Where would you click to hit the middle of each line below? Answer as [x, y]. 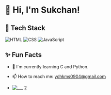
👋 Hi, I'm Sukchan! [42, 10]
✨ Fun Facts [24, 55]
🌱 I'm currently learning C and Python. [50, 66]
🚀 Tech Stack [25, 28]
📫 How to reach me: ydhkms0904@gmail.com [59, 76]
